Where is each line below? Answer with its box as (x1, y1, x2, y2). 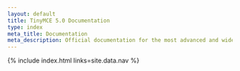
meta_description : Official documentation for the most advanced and (7, 37, 219, 44)
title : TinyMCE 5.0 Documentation (7, 17, 111, 24)
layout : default (7, 10, 56, 18)
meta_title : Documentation (7, 30, 88, 38)
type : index (7, 23, 43, 31)
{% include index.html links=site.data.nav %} (7, 56, 140, 65)
